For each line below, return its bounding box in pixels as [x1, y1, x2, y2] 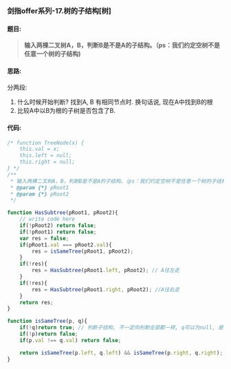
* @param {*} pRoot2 [10, 191, 69, 198]
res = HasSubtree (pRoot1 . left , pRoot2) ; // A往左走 [32, 267, 180, 274]
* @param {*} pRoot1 [10, 184, 69, 191]
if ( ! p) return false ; [19, 330, 78, 338]
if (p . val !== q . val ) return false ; [19, 337, 122, 344]
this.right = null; [19, 158, 76, 166]
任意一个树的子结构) [23, 50, 81, 58]
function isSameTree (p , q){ [7, 318, 88, 325]
